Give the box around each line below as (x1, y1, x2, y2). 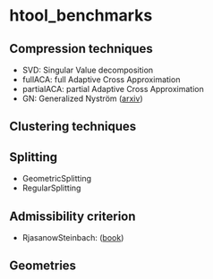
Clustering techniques (9, 119, 137, 134)
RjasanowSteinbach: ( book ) (21, 232, 124, 243)
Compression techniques (9, 41, 154, 56)
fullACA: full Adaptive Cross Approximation (21, 74, 181, 85)
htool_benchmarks (9, 5, 153, 26)
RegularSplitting (21, 182, 81, 193)
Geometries (9, 258, 77, 274)
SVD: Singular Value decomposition (21, 64, 154, 75)
